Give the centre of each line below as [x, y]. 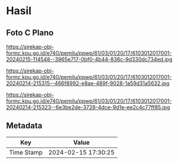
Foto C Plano [30, 33]
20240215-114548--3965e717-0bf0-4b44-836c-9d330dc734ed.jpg [89, 59]
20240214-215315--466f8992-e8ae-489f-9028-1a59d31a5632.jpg [88, 83]
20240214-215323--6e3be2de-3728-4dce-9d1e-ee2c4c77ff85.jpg [88, 107]
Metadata [24, 126]
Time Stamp [26, 152]
